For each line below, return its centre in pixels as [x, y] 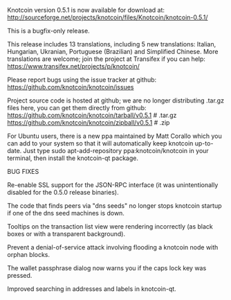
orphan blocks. [29, 255]
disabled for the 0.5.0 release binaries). [63, 192]
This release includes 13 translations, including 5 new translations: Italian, [112, 44]
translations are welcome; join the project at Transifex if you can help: [107, 59]
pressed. [20, 275]
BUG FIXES [23, 171]
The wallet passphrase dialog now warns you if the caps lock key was [107, 268]
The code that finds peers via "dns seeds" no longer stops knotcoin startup [114, 206]
